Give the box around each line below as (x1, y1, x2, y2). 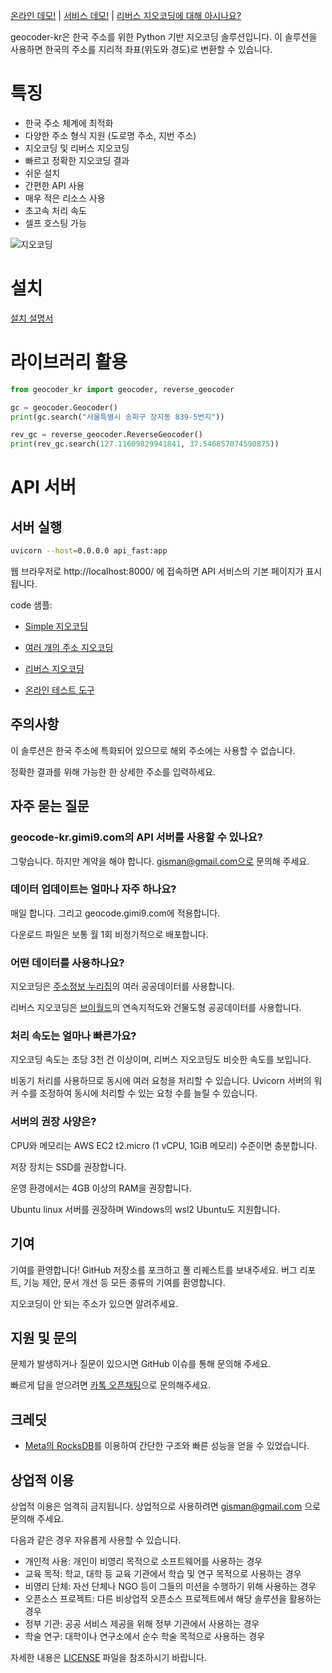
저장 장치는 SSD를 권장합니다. (10, 1160, 127, 1173)
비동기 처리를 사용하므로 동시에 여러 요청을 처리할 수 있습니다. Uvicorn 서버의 (10, 1075, 312, 1087)
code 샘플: (10, 599, 53, 611)
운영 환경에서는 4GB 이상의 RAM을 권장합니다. (10, 1182, 192, 1194)
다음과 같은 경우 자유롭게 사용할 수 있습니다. (10, 1534, 182, 1546)
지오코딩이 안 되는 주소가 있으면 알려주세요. (10, 1297, 179, 1309)
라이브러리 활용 (10, 351, 128, 374)
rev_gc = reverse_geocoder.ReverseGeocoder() (10, 430, 203, 440)
